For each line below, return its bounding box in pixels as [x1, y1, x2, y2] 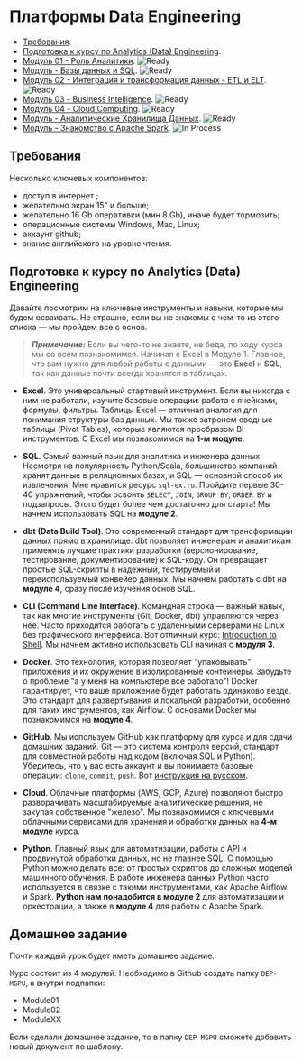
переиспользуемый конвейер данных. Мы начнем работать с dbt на [22, 573, 287, 584]
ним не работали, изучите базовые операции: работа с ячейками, [22, 394, 278, 405]
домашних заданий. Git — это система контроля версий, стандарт [22, 741, 279, 752]
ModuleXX [22, 1014, 61, 1025]
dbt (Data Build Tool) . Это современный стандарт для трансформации [22, 525, 293, 536]
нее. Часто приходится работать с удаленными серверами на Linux [22, 620, 285, 631]
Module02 [22, 1004, 61, 1016]
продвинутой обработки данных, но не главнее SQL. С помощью [22, 853, 274, 863]
